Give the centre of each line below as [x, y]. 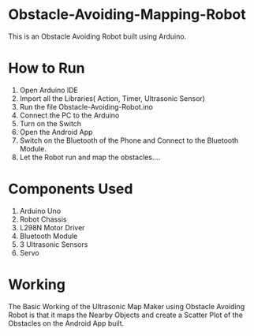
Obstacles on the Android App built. [66, 323]
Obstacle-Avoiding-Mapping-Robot [127, 15]
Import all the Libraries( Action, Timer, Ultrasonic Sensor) [112, 98]
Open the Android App [56, 132]
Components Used [71, 189]
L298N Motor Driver [52, 227]
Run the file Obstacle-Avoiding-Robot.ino [86, 106]
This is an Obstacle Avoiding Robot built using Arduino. [97, 36]
